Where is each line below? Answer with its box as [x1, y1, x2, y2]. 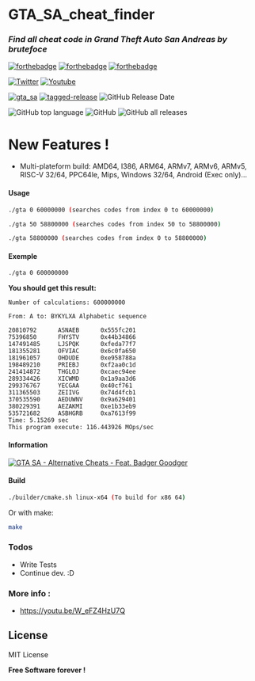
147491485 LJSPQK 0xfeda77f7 [8, 340, 136, 348]
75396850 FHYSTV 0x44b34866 [8, 333, 136, 341]
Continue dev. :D [19, 568, 75, 577]
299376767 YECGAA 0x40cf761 [8, 382, 133, 390]
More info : [8, 588, 51, 599]
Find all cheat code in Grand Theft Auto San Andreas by [8, 34, 228, 45]
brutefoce [8, 44, 48, 55]
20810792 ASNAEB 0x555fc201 [8, 326, 136, 334]
